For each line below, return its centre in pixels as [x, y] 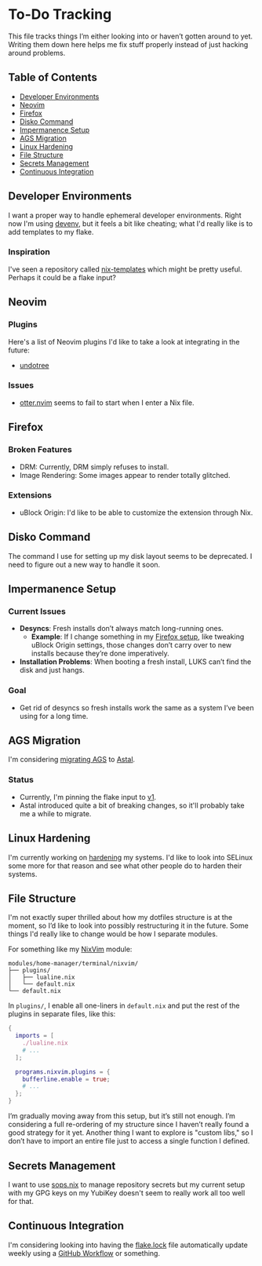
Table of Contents [53, 77]
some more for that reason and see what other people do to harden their [125, 866]
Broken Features [40, 450]
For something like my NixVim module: [70, 949]
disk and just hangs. [52, 670]
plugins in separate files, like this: [62, 1014]
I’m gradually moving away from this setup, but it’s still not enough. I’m [122, 1116]
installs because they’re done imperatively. [100, 654]
